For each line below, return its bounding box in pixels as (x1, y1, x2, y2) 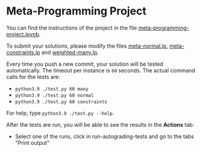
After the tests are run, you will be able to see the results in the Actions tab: (6, 121, 194, 128)
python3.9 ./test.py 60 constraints (14, 98, 107, 105)
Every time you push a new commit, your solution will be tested (6, 60, 164, 68)
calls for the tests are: (6, 73, 60, 80)
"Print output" (14, 139, 50, 146)
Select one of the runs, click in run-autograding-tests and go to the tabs (14, 133, 194, 140)
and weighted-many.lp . (41, 48, 99, 55)
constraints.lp (6, 48, 40, 55)
